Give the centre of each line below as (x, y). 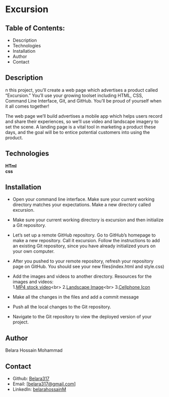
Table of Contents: (35, 28)
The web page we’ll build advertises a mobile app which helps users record (84, 116)
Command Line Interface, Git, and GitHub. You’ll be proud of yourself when (83, 101)
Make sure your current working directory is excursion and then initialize (88, 220)
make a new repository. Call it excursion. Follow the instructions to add (86, 241)
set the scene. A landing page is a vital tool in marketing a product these (80, 127)
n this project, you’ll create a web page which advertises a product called (82, 90)
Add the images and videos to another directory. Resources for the (82, 276)
